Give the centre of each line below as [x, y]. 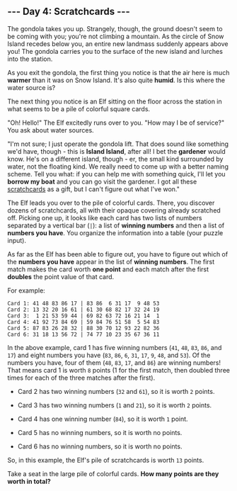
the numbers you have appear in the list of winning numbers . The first [111, 261]
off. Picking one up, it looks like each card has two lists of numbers [105, 218]
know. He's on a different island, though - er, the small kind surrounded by [115, 159]
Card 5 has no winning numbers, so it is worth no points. [100, 432]
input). [17, 240]
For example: [27, 290]
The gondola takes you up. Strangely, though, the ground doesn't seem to [115, 28]
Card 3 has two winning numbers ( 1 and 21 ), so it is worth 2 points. [115, 405]
